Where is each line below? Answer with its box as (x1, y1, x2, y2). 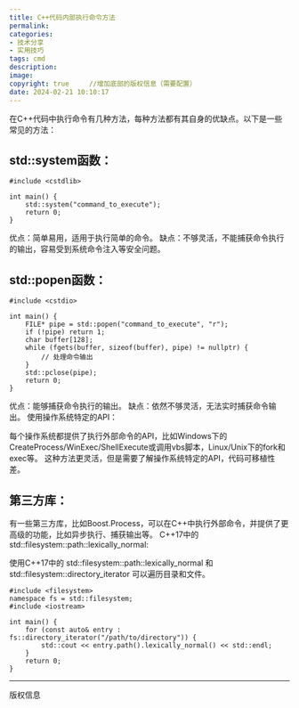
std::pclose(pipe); (25, 369, 98, 378)
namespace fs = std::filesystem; (9, 594, 133, 603)
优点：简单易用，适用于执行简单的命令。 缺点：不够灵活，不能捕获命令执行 (9, 232, 285, 243)
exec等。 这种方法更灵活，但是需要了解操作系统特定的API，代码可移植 (9, 453, 268, 464)
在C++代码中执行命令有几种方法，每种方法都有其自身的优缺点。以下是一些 (9, 113, 283, 124)
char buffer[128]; (25, 336, 93, 345)
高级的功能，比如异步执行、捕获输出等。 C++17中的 (9, 529, 199, 540)
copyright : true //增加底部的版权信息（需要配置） (9, 79, 197, 88)
